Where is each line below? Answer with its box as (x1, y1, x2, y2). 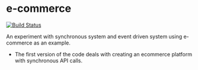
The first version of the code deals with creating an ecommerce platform (14, 50, 193, 58)
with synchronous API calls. (14, 57, 83, 64)
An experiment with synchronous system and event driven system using (6, 33, 183, 40)
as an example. (33, 39, 71, 46)
